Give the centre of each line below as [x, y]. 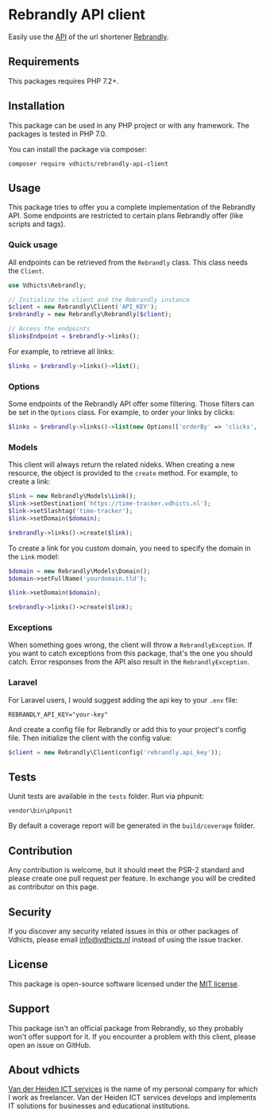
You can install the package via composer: [77, 149]
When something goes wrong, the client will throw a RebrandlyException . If [130, 645]
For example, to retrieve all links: [61, 351]
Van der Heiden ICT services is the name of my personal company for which [133, 1089]
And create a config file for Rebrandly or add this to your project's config [127, 729]
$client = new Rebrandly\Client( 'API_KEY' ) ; [83, 307]
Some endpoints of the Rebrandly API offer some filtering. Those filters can [131, 404]
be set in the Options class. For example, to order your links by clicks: [122, 413]
